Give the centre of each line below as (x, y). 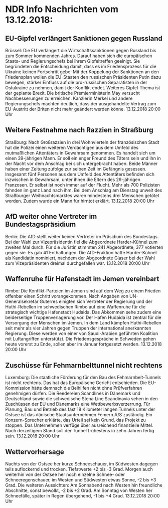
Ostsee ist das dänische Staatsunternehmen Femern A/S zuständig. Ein (79, 415)
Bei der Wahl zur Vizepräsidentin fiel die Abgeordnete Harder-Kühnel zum (81, 242)
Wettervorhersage (35, 452)
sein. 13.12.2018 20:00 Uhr (32, 436)
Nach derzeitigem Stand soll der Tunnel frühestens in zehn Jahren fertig (80, 431)
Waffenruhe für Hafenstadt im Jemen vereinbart (82, 279)
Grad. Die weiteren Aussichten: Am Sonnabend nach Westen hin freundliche (84, 485)
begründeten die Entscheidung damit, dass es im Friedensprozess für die (81, 66)
